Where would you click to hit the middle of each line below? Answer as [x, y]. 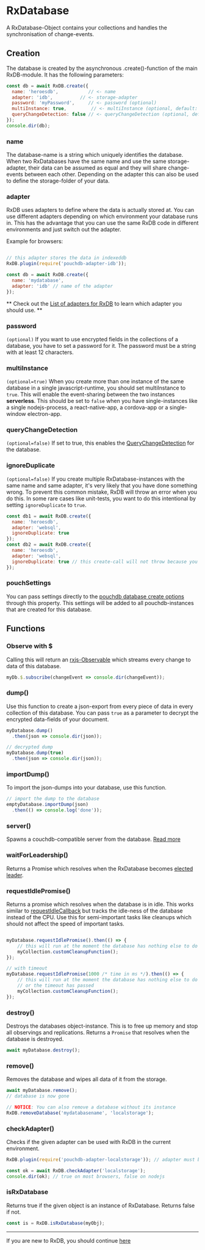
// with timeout [27, 968]
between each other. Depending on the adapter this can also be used [111, 175]
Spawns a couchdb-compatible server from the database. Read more [94, 839]
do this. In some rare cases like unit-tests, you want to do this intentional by [101, 498]
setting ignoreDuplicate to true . [46, 505]
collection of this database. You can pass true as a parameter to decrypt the [103, 713]
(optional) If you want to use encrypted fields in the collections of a [92, 339]
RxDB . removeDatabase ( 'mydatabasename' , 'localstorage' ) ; [80, 1113]
